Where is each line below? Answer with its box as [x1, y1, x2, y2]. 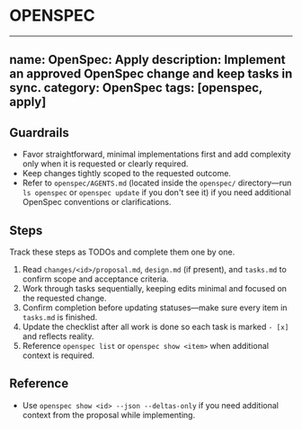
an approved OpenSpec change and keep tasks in [9, 67, 293, 82]
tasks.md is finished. [22, 311, 98, 322]
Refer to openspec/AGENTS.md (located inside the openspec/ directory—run [22, 177, 292, 189]
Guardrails [9, 125, 69, 140]
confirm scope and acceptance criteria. [22, 273, 169, 284]
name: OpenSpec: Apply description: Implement [9, 52, 286, 67]
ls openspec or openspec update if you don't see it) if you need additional [22, 187, 291, 198]
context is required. [22, 350, 95, 361]
